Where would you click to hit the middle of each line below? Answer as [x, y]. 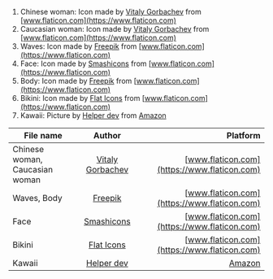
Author [107, 135]
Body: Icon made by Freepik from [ [78, 81]
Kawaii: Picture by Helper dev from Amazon [93, 116]
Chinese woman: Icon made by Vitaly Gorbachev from [110, 12]
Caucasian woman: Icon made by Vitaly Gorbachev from [115, 29]
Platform [243, 135]
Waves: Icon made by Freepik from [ [81, 46]
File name [43, 135]
